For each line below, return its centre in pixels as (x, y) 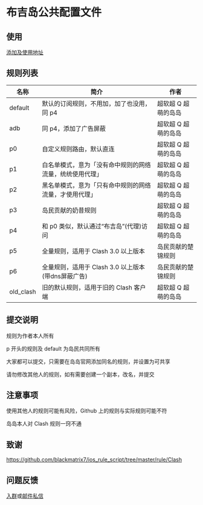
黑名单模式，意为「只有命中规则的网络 (96, 185)
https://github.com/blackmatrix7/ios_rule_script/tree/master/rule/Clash (94, 460)
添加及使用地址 (25, 52)
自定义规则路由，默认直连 (78, 149)
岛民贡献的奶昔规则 (69, 210)
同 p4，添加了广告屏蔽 (74, 128)
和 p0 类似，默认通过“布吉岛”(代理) (92, 226)
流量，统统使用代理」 (72, 174)
